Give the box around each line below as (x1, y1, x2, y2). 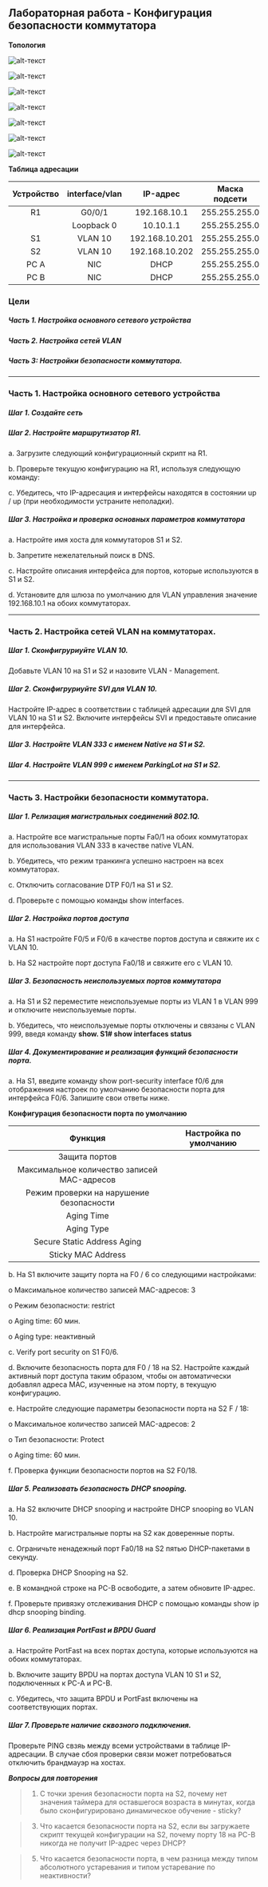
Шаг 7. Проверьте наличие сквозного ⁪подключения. (8, 1721, 191, 1730)
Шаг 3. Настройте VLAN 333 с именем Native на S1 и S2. (8, 739, 206, 749)
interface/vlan (66, 188, 122, 199)
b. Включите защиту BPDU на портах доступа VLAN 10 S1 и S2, (8, 1669, 222, 1679)
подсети (213, 193, 247, 204)
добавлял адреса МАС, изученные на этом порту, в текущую (8, 1380, 217, 1389)
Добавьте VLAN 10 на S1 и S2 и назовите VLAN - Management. (8, 666, 220, 675)
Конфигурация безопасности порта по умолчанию (8, 1108, 187, 1118)
